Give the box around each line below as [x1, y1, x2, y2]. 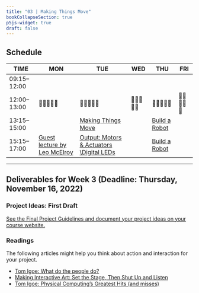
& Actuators [79, 141, 113, 149]
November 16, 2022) [6, 184, 83, 194]
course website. [6, 221, 46, 228]
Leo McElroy [38, 148, 73, 157]
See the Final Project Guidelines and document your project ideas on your [6, 215, 187, 222]
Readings [6, 236, 34, 244]
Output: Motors [79, 133, 122, 142]
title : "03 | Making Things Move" [6, 8, 92, 15]
